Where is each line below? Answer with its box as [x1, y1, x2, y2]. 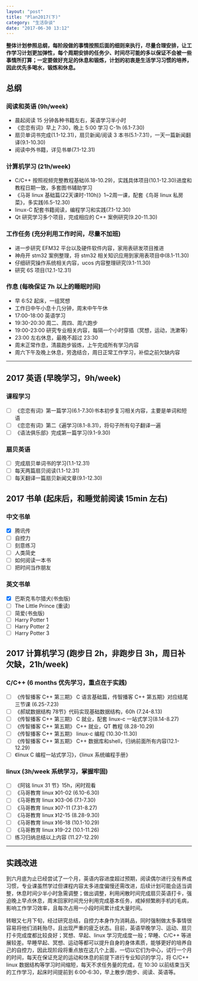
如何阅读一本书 [14, 557, 51, 564]
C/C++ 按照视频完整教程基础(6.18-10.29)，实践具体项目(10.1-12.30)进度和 [14, 177, 192, 184]
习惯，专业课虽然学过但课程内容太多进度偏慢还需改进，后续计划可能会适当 [6, 882, 187, 889]
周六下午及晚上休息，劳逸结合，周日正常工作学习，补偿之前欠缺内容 [14, 348, 180, 355]
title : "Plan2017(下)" [6, 14, 61, 20]
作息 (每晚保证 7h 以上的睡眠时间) [6, 282, 101, 291]
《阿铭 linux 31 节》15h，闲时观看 [14, 782, 96, 789]
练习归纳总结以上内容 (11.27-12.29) [14, 834, 99, 841]
